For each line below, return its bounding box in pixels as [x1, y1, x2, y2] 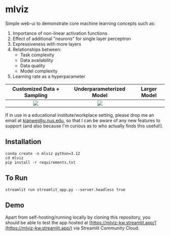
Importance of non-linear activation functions [12, 30, 108, 36]
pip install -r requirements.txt [5, 160, 76, 165]
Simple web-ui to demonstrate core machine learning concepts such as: [5, 20, 156, 26]
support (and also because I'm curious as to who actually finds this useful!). [5, 123, 163, 129]
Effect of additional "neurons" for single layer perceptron [12, 36, 132, 42]
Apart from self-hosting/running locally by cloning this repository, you [5, 214, 151, 220]
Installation [5, 138, 41, 146]
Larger [141, 85, 157, 92]
